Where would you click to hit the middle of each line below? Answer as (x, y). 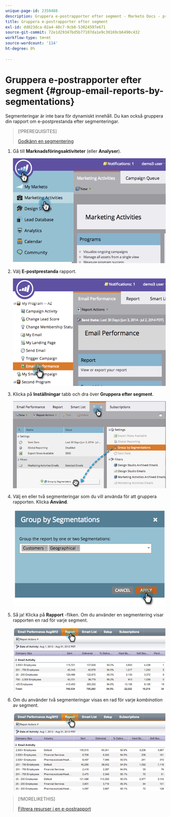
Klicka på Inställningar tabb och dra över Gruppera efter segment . (83, 394)
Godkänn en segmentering (46, 141)
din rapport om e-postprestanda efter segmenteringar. (62, 121)
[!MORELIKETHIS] (36, 799)
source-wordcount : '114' (32, 43)
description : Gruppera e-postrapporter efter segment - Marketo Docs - (83, 16)
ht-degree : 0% (20, 49)
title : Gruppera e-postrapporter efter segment (57, 21)
